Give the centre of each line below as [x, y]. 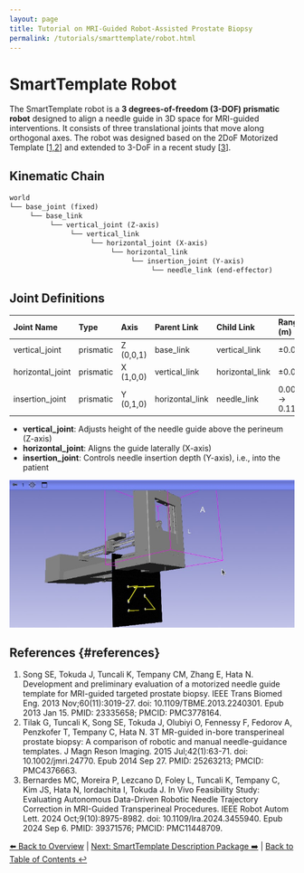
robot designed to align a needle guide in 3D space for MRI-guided [134, 119]
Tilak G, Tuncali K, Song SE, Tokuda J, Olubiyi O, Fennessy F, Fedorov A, [157, 723]
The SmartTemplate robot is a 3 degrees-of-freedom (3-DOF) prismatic [145, 109]
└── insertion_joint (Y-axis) [188, 261]
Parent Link [176, 327]
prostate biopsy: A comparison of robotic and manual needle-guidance [155, 742]
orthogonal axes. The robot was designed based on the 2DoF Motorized [144, 138]
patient [36, 467]
